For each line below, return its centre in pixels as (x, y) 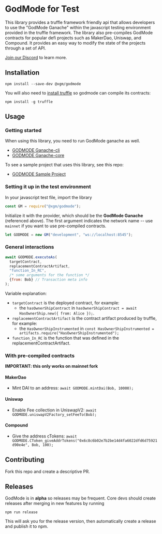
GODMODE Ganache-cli (36, 150)
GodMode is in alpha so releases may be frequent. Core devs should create (81, 498)
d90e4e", (21, 445)
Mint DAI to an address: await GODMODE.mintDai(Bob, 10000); (73, 388)
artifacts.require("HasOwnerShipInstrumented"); (69, 333)
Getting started (23, 130)
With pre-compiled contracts (40, 356)
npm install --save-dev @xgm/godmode (43, 84)
